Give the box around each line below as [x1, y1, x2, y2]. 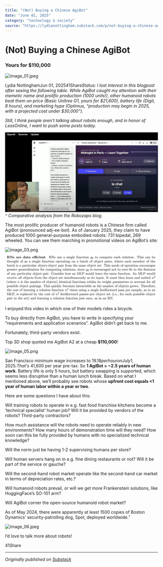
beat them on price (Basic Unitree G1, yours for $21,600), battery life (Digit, [5, 97, 155, 104]
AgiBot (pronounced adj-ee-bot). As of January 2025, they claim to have [5, 227, 150, 233]
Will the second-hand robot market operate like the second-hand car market [5, 471, 158, 476]
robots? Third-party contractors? [5, 412, 71, 418]
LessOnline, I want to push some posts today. [5, 123, 96, 128]
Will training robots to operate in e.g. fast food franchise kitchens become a [5, 402, 156, 408]
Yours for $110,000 [5, 62, 51, 69]
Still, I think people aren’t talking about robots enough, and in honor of [5, 117, 146, 123]
